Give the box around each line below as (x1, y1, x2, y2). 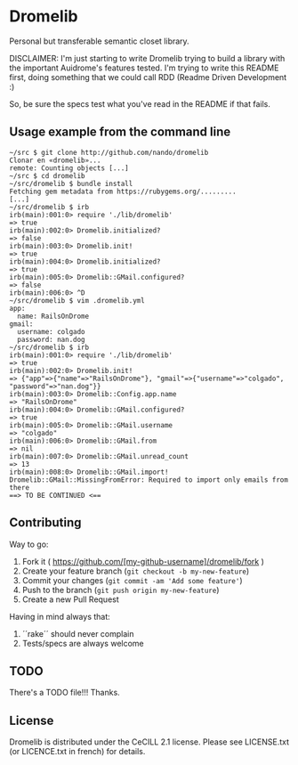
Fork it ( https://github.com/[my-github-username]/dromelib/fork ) (21, 556, 265, 566)
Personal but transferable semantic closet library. (9, 36, 189, 46)
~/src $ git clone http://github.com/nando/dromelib (9, 148, 209, 157)
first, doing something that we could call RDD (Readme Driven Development (9, 71, 287, 82)
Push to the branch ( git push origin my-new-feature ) (21, 584, 220, 595)
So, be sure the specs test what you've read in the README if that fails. (9, 98, 271, 109)
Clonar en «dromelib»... (9, 156, 101, 165)
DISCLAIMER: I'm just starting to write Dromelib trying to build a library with (9, 53, 286, 63)
